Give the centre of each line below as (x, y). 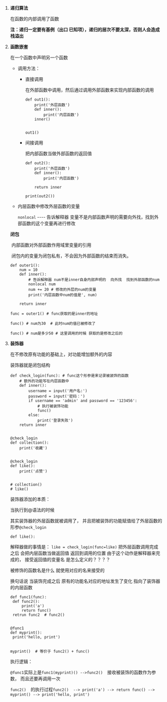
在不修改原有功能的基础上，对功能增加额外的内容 (61, 354)
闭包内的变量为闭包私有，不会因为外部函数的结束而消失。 (71, 256)
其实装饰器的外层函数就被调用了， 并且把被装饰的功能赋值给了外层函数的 (86, 521)
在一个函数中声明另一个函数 (39, 57)
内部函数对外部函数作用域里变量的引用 (51, 245)
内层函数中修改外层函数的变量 (49, 206)
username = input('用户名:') (58, 391)
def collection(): (29, 443)
